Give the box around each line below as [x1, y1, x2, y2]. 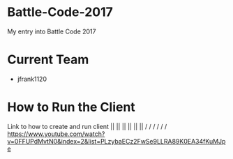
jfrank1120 [17, 75, 47, 83]
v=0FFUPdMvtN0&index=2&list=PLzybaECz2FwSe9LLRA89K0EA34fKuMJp [7, 137, 226, 145]
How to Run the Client [7, 99, 136, 115]
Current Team [7, 52, 89, 68]
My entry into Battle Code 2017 [7, 27, 96, 36]
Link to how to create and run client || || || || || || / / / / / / [7, 122, 167, 130]
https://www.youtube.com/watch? [7, 130, 105, 138]
